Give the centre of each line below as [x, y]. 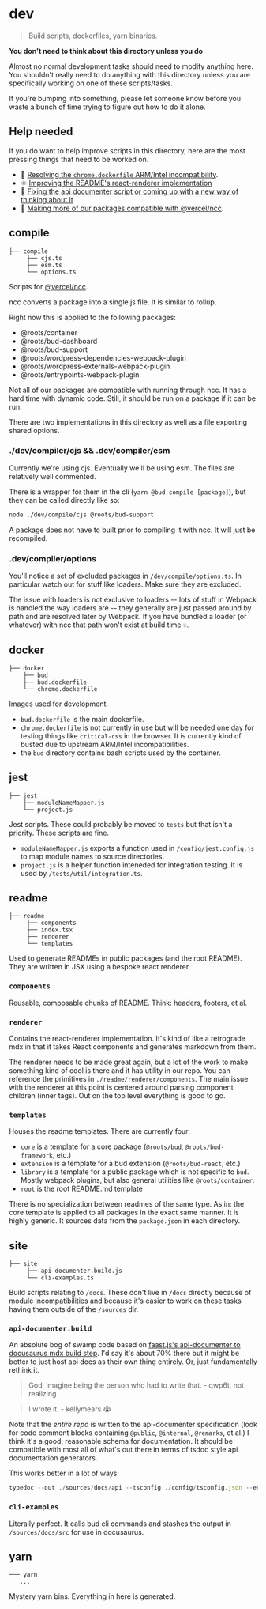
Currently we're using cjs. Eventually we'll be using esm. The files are [122, 468]
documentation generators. [53, 1458]
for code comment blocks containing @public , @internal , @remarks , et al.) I [129, 1433]
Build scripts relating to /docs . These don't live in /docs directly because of [130, 1293]
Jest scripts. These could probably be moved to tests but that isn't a [121, 824]
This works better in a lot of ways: [64, 1473]
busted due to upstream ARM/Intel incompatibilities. [105, 744]
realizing [42, 1394]
